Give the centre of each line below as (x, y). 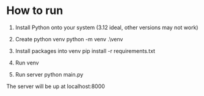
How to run (35, 11)
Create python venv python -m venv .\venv (69, 39)
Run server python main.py (49, 74)
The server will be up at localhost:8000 (56, 86)
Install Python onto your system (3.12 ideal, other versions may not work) (107, 27)
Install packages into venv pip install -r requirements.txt (85, 51)
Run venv (27, 63)
